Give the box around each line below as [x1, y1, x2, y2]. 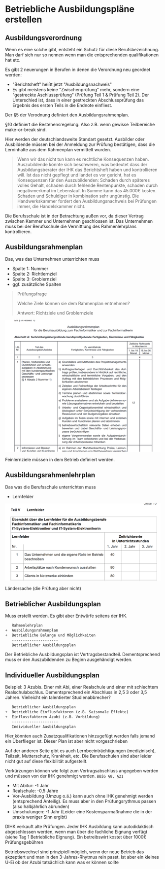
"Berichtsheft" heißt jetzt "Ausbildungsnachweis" [12, 81, 112, 87]
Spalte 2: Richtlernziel [12, 271, 57, 277]
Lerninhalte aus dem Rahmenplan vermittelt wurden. [5, 147, 112, 152]
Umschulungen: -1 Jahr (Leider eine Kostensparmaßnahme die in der [12, 808, 153, 814]
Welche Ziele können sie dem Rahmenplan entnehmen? [17, 300, 130, 306]
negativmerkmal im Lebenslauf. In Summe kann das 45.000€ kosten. [17, 188, 157, 193]
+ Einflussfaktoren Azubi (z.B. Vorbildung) [5, 714, 100, 719]
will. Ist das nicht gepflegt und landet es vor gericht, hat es [17, 172, 136, 178]
